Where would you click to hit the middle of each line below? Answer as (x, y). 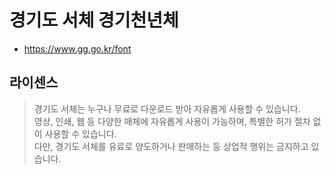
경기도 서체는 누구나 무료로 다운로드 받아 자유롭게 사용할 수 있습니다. (167, 108)
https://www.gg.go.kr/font (77, 48)
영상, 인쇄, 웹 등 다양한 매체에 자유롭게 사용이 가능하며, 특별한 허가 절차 (172, 121)
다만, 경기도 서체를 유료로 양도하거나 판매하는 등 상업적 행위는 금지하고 (171, 146)
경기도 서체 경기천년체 (94, 20)
